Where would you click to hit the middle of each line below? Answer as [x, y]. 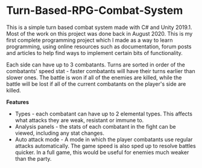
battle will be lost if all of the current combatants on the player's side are [96, 84]
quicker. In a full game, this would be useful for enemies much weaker [102, 152]
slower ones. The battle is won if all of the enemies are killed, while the [94, 77]
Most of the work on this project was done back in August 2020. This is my [99, 33]
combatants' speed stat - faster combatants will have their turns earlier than [101, 71]
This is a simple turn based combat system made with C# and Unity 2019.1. [99, 27]
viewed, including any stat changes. [59, 133]
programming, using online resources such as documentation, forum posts [99, 47]
